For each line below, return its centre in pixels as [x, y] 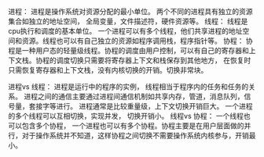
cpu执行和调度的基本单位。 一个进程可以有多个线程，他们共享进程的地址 [125, 31]
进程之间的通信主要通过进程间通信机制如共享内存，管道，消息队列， [134, 96]
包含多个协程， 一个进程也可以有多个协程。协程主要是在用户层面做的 [133, 126]
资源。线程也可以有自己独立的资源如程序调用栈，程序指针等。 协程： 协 [137, 41]
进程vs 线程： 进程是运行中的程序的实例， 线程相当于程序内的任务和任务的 [128, 87]
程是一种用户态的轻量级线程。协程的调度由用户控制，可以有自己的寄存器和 [128, 50]
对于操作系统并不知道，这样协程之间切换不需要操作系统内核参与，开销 [135, 136]
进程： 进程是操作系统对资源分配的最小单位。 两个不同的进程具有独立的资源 [130, 11]
